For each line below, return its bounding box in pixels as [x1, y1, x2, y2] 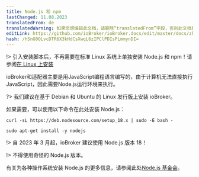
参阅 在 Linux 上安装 [6, 60, 54, 67]
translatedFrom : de [6, 20, 54, 25]
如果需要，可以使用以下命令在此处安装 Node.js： [6, 106, 126, 112]
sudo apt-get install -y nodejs [6, 128, 86, 134]
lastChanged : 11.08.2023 [6, 14, 68, 20]
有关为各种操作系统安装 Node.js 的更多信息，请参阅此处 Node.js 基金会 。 [6, 164, 183, 171]
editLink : [6, 31, 31, 37]
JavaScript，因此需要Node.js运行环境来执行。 [6, 81, 118, 88]
